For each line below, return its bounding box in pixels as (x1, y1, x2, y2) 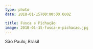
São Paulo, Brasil (5, 39, 39, 45)
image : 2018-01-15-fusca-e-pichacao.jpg (5, 25, 89, 30)
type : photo (5, 7, 29, 12)
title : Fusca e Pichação (5, 21, 56, 25)
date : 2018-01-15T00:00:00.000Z (5, 12, 71, 17)
